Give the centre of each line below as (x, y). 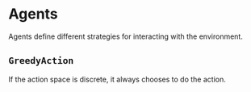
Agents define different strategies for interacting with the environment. (126, 36)
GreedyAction (41, 61)
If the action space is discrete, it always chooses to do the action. (117, 79)
